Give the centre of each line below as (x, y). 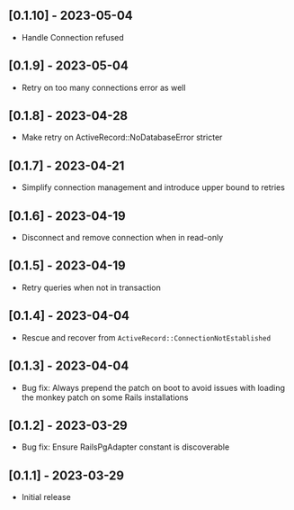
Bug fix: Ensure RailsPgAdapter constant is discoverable (125, 447)
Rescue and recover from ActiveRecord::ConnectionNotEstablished (146, 337)
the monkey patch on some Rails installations (105, 397)
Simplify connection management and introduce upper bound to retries (153, 187)
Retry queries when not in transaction (91, 287)
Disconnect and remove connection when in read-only (122, 238)
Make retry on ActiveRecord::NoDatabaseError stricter (122, 137)
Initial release (46, 497)
